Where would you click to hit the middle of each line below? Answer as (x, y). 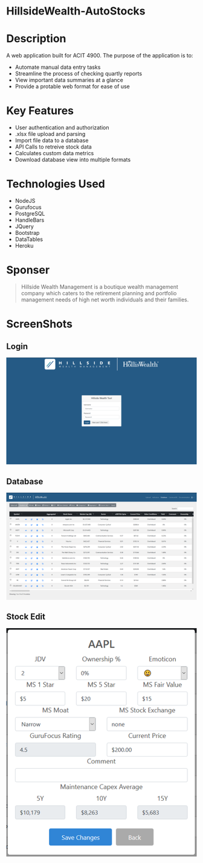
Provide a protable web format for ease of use (72, 86)
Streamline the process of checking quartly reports (79, 74)
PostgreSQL (30, 213)
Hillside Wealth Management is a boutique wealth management (99, 287)
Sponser (28, 270)
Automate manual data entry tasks (58, 67)
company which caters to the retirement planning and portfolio (99, 293)
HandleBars (30, 220)
